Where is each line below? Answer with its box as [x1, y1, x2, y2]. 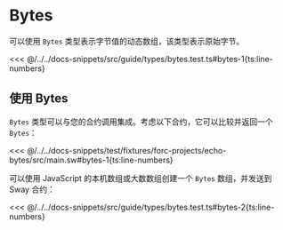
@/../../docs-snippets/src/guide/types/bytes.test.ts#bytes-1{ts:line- [26, 53, 273, 64]
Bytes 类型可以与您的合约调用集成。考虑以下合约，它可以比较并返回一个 [9, 116, 273, 127]
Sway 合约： [9, 184, 55, 194]
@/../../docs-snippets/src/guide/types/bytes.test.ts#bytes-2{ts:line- [26, 202, 275, 212]
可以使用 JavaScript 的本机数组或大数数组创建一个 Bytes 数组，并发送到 [9, 172, 272, 183]
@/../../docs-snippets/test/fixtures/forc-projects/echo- [26, 145, 227, 155]
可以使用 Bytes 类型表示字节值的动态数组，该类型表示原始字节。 [9, 36, 245, 46]
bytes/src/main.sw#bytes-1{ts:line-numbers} [9, 155, 174, 165]
